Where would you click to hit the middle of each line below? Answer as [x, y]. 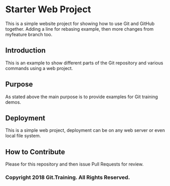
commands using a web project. [39, 68]
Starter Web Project [48, 9]
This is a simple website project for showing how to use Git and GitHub [80, 24]
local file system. [23, 136]
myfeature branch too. [29, 34]
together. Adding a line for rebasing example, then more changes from [79, 29]
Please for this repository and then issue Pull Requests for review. [75, 164]
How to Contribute [35, 152]
